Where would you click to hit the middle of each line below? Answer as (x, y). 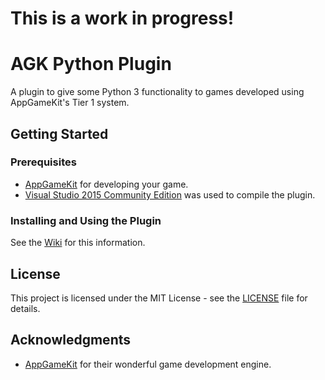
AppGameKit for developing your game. (106, 184)
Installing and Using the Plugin (86, 220)
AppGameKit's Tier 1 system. (70, 103)
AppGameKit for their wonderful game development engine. (148, 364)
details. (25, 308)
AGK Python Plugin (91, 64)
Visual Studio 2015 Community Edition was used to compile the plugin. (170, 194)
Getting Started (59, 133)
